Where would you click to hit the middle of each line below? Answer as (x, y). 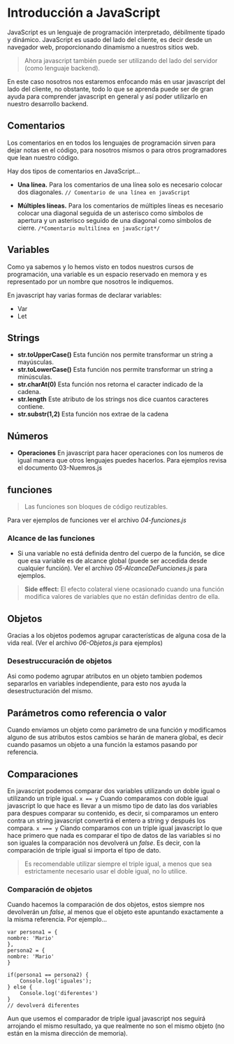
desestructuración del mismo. (50, 691)
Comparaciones (43, 774)
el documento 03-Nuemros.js (60, 468)
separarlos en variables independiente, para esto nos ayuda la (97, 683)
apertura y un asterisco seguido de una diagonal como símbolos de (114, 220)
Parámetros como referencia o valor (87, 713)
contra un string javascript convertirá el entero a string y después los (107, 821)
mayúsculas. (36, 362)
